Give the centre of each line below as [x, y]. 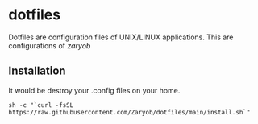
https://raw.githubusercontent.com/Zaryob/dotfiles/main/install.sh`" [129, 112]
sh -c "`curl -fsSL [41, 105]
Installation [37, 71]
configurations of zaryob [50, 45]
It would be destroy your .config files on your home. [94, 90]
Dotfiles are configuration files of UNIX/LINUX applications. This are [121, 37]
